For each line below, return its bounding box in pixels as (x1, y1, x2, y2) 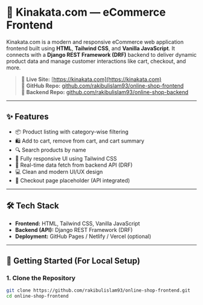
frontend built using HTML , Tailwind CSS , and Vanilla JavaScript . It (6, 45, 175, 52)
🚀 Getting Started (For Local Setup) (6, 255, 141, 266)
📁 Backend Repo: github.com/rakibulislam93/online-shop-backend (21, 88, 188, 95)
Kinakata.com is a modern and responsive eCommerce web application (6, 38, 184, 45)
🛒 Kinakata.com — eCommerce (6, 5, 166, 19)
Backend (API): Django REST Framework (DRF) (14, 226, 133, 233)
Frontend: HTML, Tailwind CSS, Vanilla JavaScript (14, 220, 140, 227)
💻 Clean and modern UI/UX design (14, 168, 103, 175)
